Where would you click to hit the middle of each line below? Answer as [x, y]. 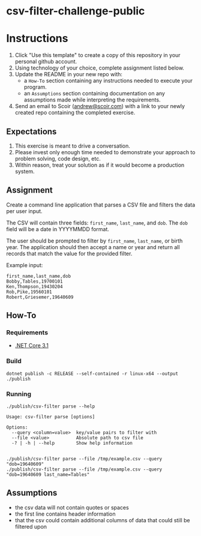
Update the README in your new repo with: [69, 74]
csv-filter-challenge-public [76, 11]
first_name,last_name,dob [38, 276]
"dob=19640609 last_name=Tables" [48, 475]
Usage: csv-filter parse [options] [51, 417]
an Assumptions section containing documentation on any [94, 94]
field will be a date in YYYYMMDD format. [58, 229]
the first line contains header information [65, 514]
